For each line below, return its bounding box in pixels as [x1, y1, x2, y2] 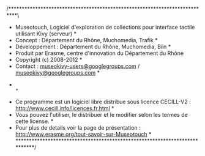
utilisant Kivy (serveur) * [15, 30, 77, 37]
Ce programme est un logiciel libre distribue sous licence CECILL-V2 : [15, 98, 191, 105]
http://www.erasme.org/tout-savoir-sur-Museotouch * [15, 131, 152, 138]
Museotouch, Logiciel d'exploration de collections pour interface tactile [15, 24, 195, 31]
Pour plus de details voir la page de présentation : [15, 124, 141, 131]
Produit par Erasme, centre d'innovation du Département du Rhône [15, 50, 184, 57]
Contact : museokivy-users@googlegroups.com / [15, 62, 140, 70]
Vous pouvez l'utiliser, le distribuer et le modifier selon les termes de [15, 111, 188, 118]
